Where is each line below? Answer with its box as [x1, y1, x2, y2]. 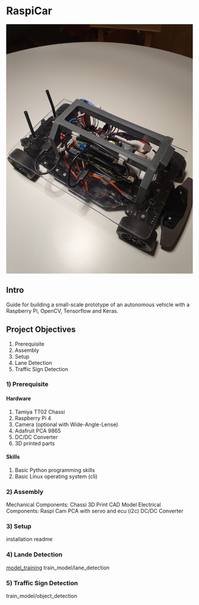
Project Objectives [6, 325, 76, 335]
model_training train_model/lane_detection [6, 564, 110, 571]
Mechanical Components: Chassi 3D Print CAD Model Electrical [6, 501, 161, 508]
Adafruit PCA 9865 [14, 427, 61, 434]
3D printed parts [14, 439, 55, 446]
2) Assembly [6, 487, 44, 496]
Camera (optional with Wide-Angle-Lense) [14, 420, 118, 428]
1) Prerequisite [6, 380, 49, 388]
